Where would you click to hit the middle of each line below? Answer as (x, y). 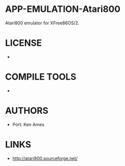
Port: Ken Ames (28, 124)
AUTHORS (27, 111)
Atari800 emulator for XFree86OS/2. (42, 23)
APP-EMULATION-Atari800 (63, 9)
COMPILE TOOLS (41, 77)
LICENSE (24, 43)
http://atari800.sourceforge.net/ (45, 158)
